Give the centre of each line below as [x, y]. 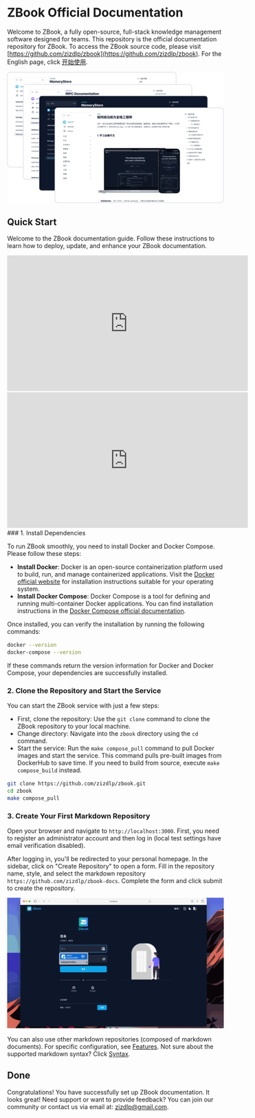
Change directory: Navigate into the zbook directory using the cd [108, 734]
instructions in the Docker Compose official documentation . [101, 611]
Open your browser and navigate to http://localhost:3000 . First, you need [113, 831]
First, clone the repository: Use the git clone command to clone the [113, 719]
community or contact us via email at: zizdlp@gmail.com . [88, 1106]
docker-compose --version [44, 652]
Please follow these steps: [44, 554]
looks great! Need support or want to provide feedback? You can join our [110, 1099]
